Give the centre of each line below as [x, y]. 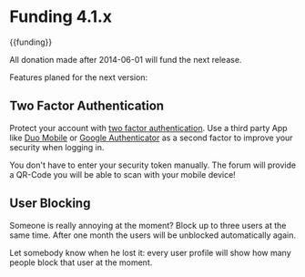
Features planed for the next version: [79, 77]
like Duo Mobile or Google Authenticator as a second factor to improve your [151, 138]
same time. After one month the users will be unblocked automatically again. [152, 235]
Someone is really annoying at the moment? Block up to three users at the [148, 225]
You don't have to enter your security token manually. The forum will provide [153, 165]
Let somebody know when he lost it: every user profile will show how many [150, 252]
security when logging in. [57, 147]
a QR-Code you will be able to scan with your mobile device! [123, 174]
